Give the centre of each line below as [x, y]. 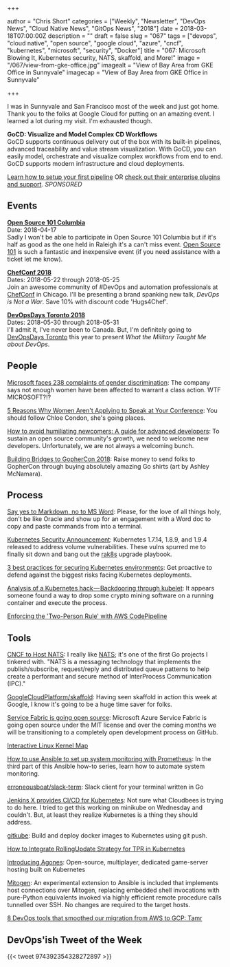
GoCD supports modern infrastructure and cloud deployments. [96, 163]
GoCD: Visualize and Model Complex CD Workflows [82, 134]
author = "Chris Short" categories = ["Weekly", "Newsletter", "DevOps [106, 21]
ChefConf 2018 [29, 272]
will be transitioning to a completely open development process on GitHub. [113, 732]
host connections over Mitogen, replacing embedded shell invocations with [113, 890]
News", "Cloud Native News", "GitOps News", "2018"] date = [93, 29]
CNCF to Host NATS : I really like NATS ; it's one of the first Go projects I [107, 655]
